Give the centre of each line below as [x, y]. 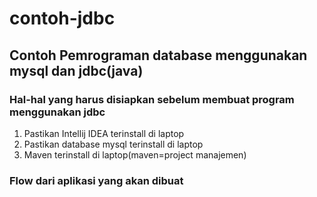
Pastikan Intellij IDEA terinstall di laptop [104, 133]
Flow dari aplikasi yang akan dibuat [96, 180]
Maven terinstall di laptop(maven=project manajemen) [135, 154]
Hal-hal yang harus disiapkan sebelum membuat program [152, 99]
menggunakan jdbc [57, 112]
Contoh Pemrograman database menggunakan [158, 55]
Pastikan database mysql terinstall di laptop [113, 144]
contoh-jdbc [62, 18]
